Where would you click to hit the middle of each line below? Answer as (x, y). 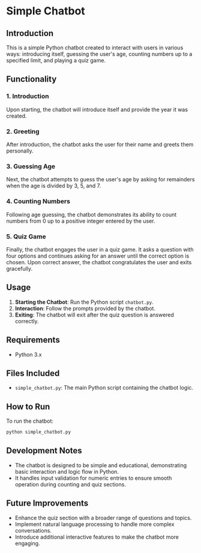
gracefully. (19, 268)
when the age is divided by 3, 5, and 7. (53, 186)
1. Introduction (28, 96)
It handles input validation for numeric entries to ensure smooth (93, 478)
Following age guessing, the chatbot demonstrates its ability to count (91, 214)
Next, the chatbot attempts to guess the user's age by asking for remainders (100, 180)
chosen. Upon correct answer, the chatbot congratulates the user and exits (99, 262)
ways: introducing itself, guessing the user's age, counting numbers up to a (99, 54)
